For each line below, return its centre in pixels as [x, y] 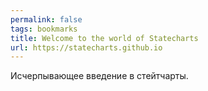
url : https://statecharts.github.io [86, 47]
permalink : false [46, 19]
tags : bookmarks [44, 29]
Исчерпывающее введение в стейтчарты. [99, 76]
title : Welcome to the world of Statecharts [104, 38]
